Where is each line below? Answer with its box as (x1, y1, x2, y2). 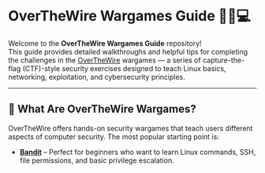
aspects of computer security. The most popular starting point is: (8, 132, 219, 141)
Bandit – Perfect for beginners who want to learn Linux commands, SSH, (19, 147, 256, 156)
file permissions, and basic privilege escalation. (19, 156, 175, 165)
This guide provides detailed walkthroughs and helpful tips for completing (8, 47, 248, 56)
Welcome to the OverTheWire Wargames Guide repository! (8, 38, 203, 48)
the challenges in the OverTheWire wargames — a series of (8, 55, 201, 65)
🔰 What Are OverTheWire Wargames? (8, 103, 196, 116)
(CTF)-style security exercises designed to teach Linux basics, (22, 63, 226, 73)
